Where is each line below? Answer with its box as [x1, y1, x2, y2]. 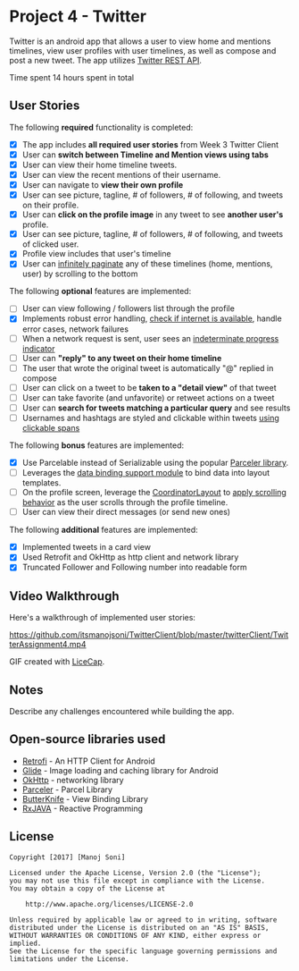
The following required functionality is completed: [9, 122, 194, 132]
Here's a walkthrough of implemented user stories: [9, 612, 196, 623]
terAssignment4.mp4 [9, 639, 87, 650]
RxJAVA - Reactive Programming [21, 803, 144, 814]
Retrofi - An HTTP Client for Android [21, 756, 156, 766]
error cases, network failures [21, 324, 129, 334]
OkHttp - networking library [21, 774, 124, 785]
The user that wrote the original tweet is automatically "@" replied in [21, 362, 274, 373]
